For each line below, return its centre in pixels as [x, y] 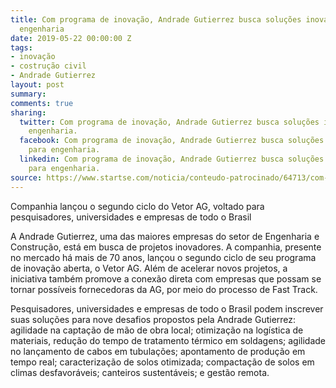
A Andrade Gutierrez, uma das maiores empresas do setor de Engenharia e [165, 236]
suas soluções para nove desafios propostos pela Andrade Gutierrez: [153, 319]
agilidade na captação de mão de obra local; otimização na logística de [157, 330]
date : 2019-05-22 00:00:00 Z [71, 38]
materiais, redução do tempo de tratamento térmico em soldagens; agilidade [168, 340]
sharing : [28, 112]
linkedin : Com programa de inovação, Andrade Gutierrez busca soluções [172, 159]
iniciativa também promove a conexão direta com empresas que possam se [166, 278]
